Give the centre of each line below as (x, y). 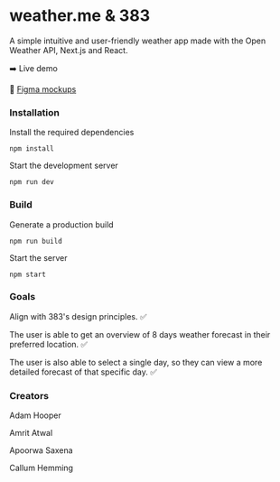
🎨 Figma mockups (43, 89)
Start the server (38, 257)
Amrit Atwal (31, 433)
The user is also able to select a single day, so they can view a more (136, 362)
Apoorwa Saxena (42, 450)
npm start (28, 274)
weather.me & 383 (80, 16)
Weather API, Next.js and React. (69, 50)
